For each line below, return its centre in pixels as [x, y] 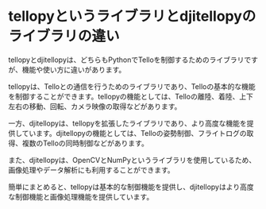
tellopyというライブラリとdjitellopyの [132, 16]
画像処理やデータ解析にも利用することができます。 [91, 170]
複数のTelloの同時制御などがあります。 [85, 143]
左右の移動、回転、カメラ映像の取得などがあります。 [95, 106]
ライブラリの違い [64, 36]
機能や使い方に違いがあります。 [74, 69]
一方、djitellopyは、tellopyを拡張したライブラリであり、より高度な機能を [128, 123]
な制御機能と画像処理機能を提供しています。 [81, 196]
